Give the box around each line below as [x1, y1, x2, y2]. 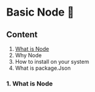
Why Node [15, 52, 42, 59]
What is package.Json [15, 64, 71, 72]
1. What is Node [6, 79, 53, 88]
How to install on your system [15, 58, 90, 65]
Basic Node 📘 [6, 5, 74, 19]
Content [6, 29, 38, 40]
